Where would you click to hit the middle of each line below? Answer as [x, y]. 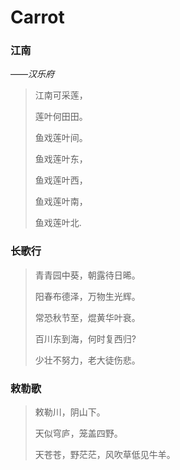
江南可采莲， [61, 95]
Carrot [37, 17]
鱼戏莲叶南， [61, 202]
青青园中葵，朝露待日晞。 [87, 275]
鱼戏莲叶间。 [61, 138]
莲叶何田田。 [61, 117]
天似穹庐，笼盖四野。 [78, 433]
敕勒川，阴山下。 [70, 412]
